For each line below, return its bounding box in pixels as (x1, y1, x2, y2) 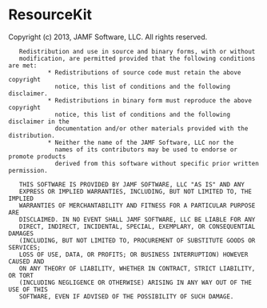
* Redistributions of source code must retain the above (47, 68, 241, 77)
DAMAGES (8, 230, 34, 238)
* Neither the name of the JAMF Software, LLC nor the (47, 138, 234, 146)
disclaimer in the (8, 118, 70, 126)
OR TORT (8, 271, 34, 279)
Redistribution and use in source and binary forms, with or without (18, 47, 256, 55)
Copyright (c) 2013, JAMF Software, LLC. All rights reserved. (8, 32, 208, 42)
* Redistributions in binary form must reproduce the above (47, 96, 252, 105)
